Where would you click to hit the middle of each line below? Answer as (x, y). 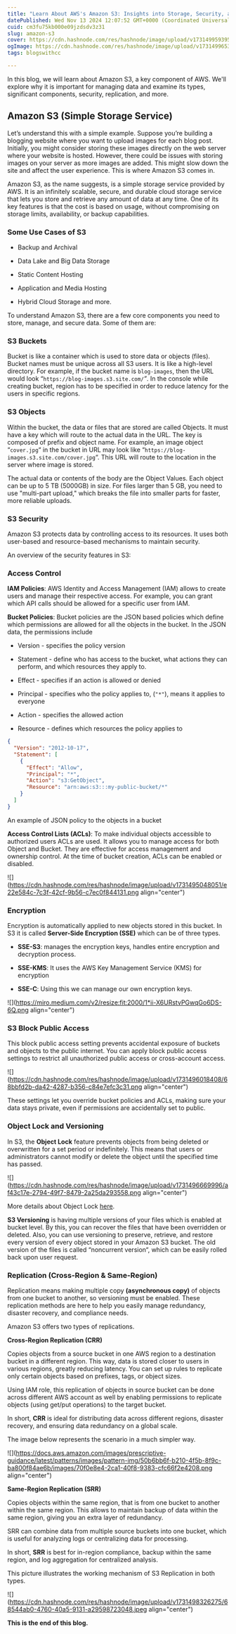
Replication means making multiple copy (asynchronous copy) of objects (114, 1290)
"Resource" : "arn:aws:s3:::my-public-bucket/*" (97, 787)
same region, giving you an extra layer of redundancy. (85, 1517)
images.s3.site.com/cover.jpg (52, 457)
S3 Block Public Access (48, 1028)
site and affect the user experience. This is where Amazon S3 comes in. (111, 170)
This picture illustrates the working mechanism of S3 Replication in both (111, 1573)
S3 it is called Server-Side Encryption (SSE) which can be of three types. (114, 933)
